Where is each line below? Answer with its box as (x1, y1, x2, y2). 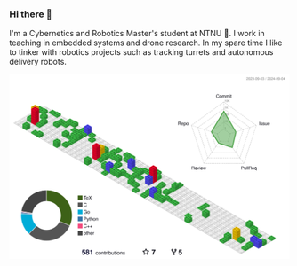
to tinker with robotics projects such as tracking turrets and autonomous (9, 47, 274, 58)
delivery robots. (9, 57, 67, 67)
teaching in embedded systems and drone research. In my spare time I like (9, 37, 283, 48)
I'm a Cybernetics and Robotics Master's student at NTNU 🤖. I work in (9, 28, 265, 39)
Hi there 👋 (9, 8, 53, 20)
